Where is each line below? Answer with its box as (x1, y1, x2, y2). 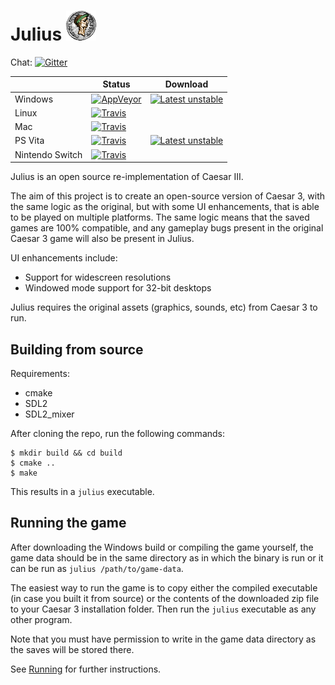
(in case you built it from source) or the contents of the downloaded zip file (10, 592, 320, 604)
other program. (10, 613, 73, 625)
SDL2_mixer (24, 408, 75, 420)
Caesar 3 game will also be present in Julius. (10, 233, 195, 245)
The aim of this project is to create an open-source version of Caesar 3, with (10, 190, 326, 202)
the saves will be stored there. (10, 643, 135, 655)
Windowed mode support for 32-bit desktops (24, 282, 212, 294)
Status (102, 78, 131, 90)
